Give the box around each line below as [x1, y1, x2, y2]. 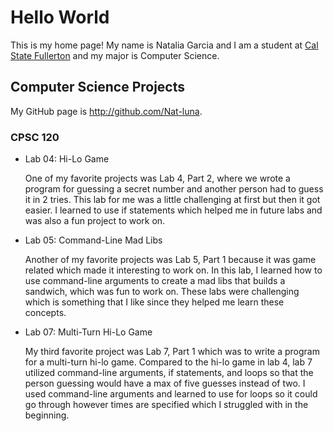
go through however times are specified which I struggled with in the [24, 399, 309, 411]
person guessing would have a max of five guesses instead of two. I [24, 377, 306, 390]
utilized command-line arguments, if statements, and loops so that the [24, 367, 314, 379]
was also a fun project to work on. [24, 215, 166, 227]
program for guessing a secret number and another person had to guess [24, 183, 324, 195]
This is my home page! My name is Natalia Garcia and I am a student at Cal [10, 39, 319, 51]
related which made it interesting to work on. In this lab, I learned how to [24, 264, 323, 276]
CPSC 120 [10, 130, 60, 144]
